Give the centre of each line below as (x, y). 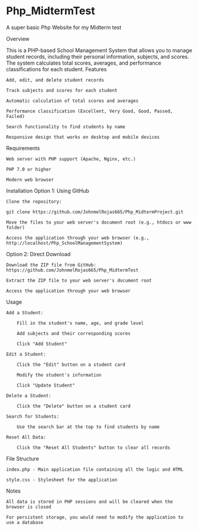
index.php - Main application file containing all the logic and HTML (95, 470)
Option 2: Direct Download (38, 254)
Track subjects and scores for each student (62, 90)
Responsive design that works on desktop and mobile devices (83, 137)
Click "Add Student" (42, 344)
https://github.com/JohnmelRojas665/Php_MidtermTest (72, 270)
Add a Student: (25, 312)
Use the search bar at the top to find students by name (88, 427)
